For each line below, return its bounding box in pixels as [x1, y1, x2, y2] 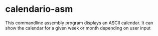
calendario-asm [5, 3, 73, 15]
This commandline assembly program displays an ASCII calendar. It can [5, 20, 153, 26]
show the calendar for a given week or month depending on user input [5, 25, 151, 31]
